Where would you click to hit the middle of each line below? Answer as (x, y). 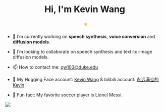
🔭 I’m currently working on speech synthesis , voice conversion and (84, 36)
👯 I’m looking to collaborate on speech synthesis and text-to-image (82, 51)
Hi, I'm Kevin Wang (85, 9)
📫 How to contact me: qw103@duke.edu (55, 67)
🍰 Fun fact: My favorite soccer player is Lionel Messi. (67, 95)
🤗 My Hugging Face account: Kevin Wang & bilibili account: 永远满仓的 (86, 79)
